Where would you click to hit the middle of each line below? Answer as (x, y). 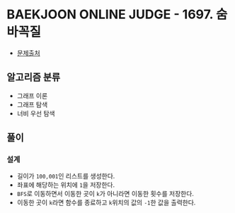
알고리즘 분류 (34, 77)
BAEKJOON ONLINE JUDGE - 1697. (110, 14)
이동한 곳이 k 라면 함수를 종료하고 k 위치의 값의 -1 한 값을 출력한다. (106, 202)
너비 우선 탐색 (36, 113)
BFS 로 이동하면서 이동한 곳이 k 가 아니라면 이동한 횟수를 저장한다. (105, 194)
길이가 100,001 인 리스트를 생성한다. (66, 176)
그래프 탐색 (32, 104)
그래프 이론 (32, 95)
